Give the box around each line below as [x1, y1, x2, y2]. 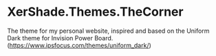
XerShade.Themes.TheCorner [7, 4, 184, 20]
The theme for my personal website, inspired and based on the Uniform [7, 27, 210, 35]
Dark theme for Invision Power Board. [7, 33, 114, 42]
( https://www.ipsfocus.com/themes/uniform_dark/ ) [7, 41, 151, 49]
